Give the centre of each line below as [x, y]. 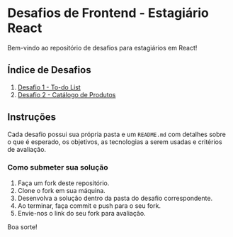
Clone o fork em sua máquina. [62, 190]
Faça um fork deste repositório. [63, 183]
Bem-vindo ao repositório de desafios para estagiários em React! [102, 48]
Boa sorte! [22, 227]
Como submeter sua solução [58, 167]
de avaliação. [27, 149]
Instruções [32, 117]
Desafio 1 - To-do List [49, 87]
